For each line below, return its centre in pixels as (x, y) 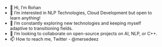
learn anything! (25, 18)
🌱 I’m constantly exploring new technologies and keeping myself (75, 23)
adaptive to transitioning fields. (41, 28)
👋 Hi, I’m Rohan (25, 8)
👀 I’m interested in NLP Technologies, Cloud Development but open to (81, 13)
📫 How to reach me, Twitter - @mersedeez (54, 39)
